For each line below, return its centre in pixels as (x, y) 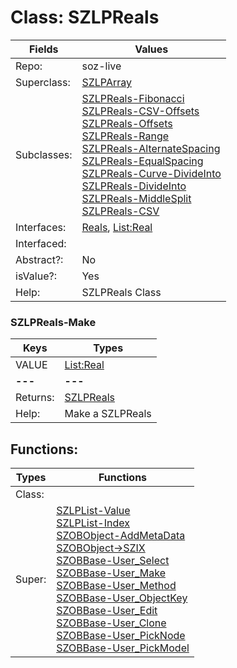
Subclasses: (44, 154)
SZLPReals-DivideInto (134, 186)
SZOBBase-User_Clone (111, 623)
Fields (43, 49)
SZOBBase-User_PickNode (121, 636)
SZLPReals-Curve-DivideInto (151, 173)
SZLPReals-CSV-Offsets (140, 111)
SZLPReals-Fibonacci (133, 98)
